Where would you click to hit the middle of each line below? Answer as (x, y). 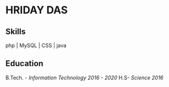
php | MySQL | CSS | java (36, 45)
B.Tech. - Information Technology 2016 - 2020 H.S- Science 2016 (84, 77)
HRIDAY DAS (37, 10)
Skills (15, 32)
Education (25, 64)
